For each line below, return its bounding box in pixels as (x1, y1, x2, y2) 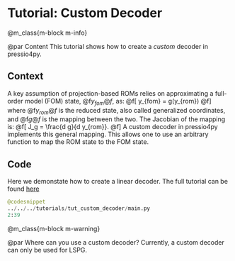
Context (7, 70, 44, 82)
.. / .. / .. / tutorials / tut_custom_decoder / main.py (7, 205, 151, 212)
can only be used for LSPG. (7, 245, 87, 254)
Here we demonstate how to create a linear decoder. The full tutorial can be (7, 177, 229, 186)
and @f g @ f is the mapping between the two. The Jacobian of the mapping (7, 115, 226, 123)
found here (7, 184, 40, 193)
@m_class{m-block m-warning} (7, 224, 101, 233)
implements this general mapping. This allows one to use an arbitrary (7, 130, 209, 139)
